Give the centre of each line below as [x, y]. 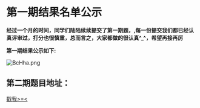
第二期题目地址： [38, 83]
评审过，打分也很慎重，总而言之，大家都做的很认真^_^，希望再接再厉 [97, 37]
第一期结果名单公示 [54, 12]
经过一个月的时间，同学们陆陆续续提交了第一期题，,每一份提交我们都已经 [98, 30]
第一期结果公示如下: [31, 50]
